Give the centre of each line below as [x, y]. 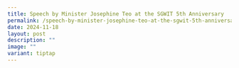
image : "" [22, 47]
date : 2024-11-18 [33, 27]
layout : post [27, 34]
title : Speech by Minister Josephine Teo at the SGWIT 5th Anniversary [116, 14]
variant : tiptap [31, 54]
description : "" [31, 40]
